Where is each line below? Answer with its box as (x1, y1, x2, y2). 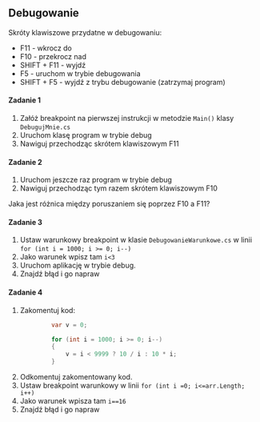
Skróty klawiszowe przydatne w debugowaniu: (8, 27, 162, 37)
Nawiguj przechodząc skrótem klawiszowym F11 (19, 139, 179, 149)
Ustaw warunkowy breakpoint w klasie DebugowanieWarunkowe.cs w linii (19, 235, 253, 245)
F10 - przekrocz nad (19, 51, 86, 61)
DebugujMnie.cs (19, 123, 71, 131)
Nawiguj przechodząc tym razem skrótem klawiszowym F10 (19, 183, 218, 193)
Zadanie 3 (8, 217, 42, 227)
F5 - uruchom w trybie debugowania (19, 68, 141, 78)
